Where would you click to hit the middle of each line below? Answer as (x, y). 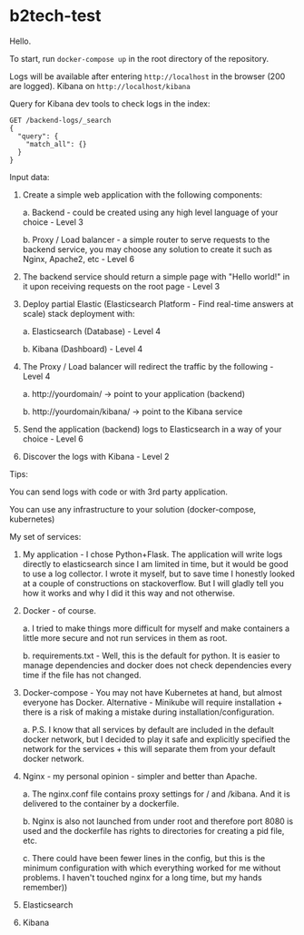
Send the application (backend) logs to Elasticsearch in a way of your (152, 429)
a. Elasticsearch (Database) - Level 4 (92, 331)
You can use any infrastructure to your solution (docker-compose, (133, 509)
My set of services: (45, 536)
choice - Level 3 (53, 222)
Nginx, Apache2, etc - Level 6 (78, 259)
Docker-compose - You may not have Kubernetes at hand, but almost (152, 692)
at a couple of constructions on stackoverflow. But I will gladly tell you (153, 583)
